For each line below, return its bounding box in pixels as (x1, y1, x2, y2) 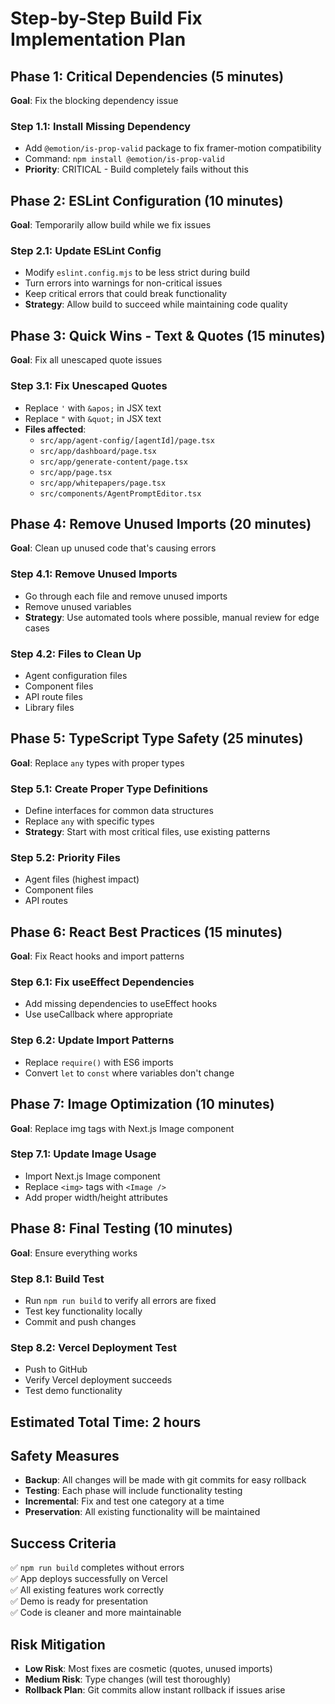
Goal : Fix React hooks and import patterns (10, 950, 185, 962)
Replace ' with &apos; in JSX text (24, 402, 162, 414)
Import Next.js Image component (24, 1170, 161, 1182)
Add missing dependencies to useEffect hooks (24, 998, 218, 1010)
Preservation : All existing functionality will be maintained (24, 1506, 261, 1518)
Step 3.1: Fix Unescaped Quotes (10, 379, 168, 393)
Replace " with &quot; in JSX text (24, 412, 162, 424)
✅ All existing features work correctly (10, 1584, 165, 1596)
